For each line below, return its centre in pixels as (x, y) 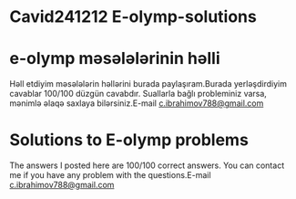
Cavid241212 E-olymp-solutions (133, 17)
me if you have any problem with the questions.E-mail (110, 175)
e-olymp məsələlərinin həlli (115, 59)
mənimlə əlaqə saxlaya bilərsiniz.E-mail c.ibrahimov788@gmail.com (137, 103)
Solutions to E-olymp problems (129, 140)
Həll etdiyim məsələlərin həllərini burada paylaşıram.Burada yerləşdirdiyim (148, 84)
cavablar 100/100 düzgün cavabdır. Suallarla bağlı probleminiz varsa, (138, 94)
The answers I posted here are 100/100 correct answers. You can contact (147, 165)
